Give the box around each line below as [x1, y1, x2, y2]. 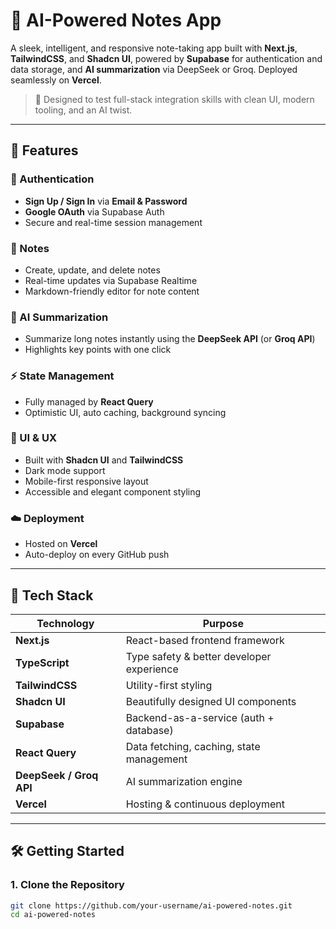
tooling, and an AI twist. [34, 104, 133, 116]
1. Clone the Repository [10, 878, 125, 892]
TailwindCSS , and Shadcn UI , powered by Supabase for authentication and [10, 52, 323, 64]
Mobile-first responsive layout [24, 475, 149, 487]
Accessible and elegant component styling [24, 485, 202, 498]
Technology [36, 616, 95, 630]
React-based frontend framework [125, 633, 285, 647]
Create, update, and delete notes [24, 264, 161, 276]
